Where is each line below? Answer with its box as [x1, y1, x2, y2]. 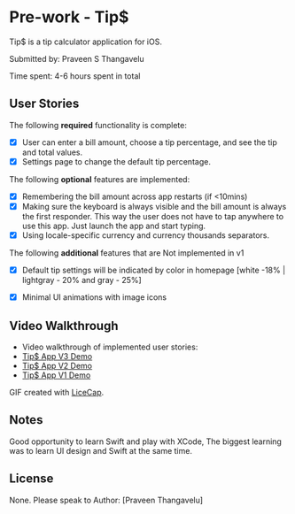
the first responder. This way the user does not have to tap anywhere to [21, 211, 284, 221]
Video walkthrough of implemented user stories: [21, 341, 198, 352]
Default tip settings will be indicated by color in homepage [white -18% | [21, 265, 286, 276]
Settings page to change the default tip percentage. [21, 156, 211, 166]
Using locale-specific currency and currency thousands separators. [21, 230, 270, 241]
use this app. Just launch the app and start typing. [21, 220, 206, 231]
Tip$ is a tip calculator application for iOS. [9, 36, 162, 47]
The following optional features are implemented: [9, 173, 190, 184]
